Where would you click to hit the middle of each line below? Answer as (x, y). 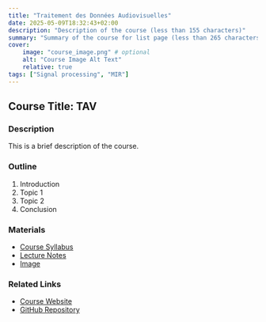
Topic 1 (31, 192)
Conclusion (38, 209)
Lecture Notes (43, 255)
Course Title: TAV (53, 106)
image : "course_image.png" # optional (86, 52)
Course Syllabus (46, 247)
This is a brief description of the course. (74, 146)
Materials (27, 229)
